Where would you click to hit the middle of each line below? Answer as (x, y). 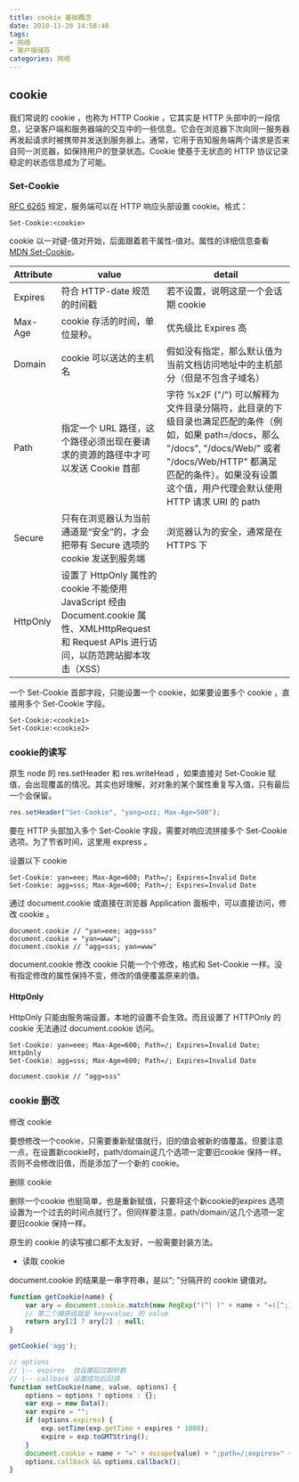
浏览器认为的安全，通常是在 (224, 532)
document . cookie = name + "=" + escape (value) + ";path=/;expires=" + (159, 1453)
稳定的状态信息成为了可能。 (60, 162)
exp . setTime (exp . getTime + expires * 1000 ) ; (125, 1429)
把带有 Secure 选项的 (105, 545)
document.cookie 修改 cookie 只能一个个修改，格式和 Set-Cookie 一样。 (142, 964)
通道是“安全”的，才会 (105, 532)
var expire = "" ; (57, 1412)
